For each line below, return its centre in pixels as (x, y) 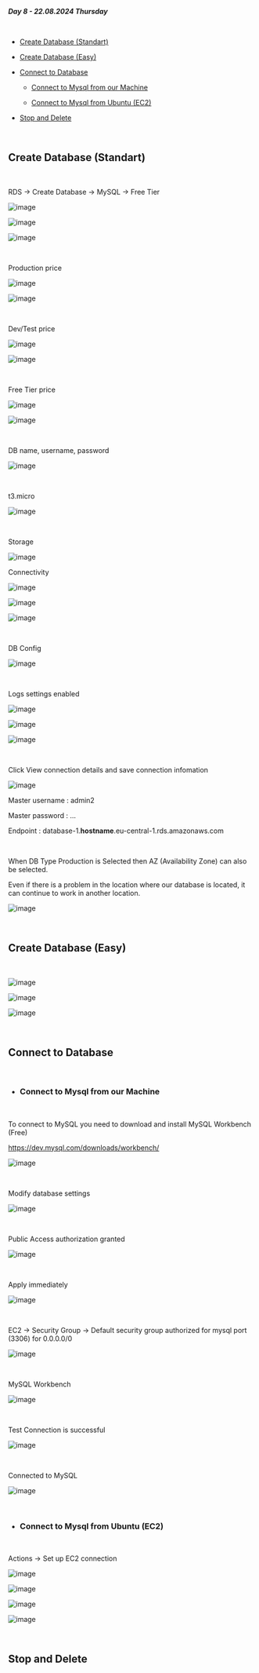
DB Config (25, 648)
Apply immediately (38, 1284)
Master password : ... (42, 815)
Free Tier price (32, 389)
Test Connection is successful (57, 1430)
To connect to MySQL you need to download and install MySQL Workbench (130, 1124)
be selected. (28, 869)
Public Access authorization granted (67, 1239)
